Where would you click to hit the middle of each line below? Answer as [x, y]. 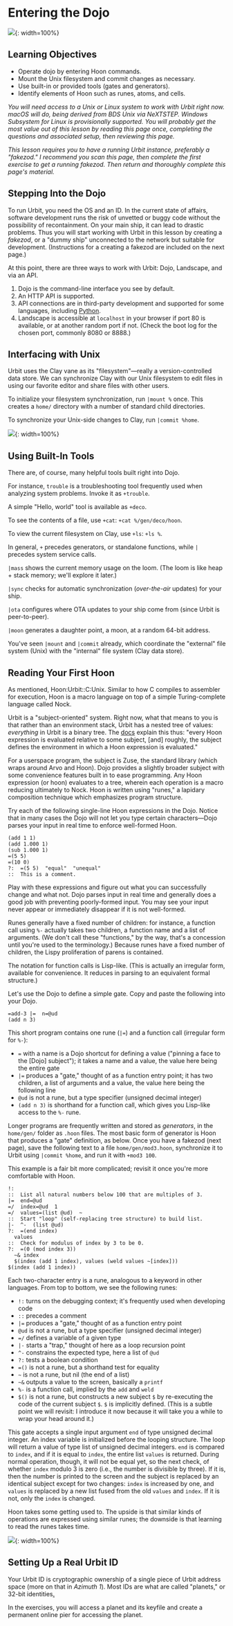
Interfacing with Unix [54, 354]
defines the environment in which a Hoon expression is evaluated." [103, 747]
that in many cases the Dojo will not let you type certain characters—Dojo [112, 818]
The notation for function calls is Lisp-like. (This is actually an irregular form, [116, 965]
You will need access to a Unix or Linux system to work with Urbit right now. [116, 107]
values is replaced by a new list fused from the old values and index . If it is [114, 1491]
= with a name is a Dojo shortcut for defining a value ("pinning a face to [119, 1053]
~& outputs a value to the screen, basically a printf [90, 1382]
